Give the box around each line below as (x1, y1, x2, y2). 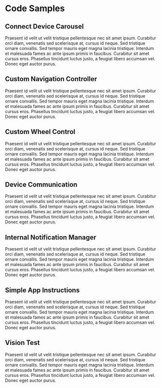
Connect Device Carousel (5, 22, 84, 31)
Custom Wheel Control (5, 128, 76, 136)
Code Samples (5, 3, 65, 14)
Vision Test (5, 338, 40, 347)
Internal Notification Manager (5, 233, 97, 241)
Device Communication (5, 181, 78, 189)
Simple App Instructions (5, 286, 80, 294)
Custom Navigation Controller (5, 75, 97, 83)
